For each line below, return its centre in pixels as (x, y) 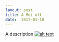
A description (19, 34)
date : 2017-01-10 (25, 19)
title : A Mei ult (24, 15)
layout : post (19, 10)
